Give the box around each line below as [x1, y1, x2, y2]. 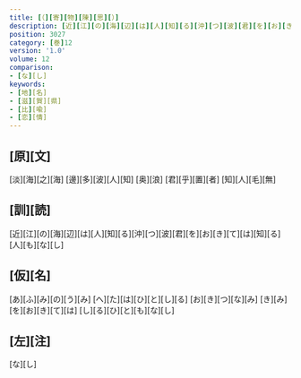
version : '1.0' [9, 47, 66, 56]
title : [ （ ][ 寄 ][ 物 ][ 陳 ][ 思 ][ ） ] [9, 13, 119, 22]
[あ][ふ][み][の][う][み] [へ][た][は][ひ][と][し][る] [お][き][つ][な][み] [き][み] [9, 293, 288, 305]
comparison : [9, 64, 54, 73]
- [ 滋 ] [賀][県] [9, 96, 63, 106]
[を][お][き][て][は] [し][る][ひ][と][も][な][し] [9, 305, 175, 315]
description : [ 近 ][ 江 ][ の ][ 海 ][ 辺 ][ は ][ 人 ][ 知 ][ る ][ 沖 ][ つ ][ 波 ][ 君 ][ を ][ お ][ [9, 21, 287, 30]
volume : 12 [9, 55, 50, 64]
